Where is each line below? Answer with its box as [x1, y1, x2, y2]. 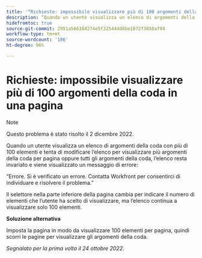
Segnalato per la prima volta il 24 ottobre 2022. [6, 244, 124, 252]
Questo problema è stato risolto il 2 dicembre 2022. [6, 130, 134, 137]
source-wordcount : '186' [6, 37, 69, 43]
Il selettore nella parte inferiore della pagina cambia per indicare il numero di [6, 190, 195, 198]
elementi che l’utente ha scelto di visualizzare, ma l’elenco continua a [6, 197, 177, 204]
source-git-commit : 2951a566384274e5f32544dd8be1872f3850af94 [6, 25, 165, 32]
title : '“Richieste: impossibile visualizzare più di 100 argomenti [6, 8, 182, 15]
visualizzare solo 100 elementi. [6, 203, 82, 211]
